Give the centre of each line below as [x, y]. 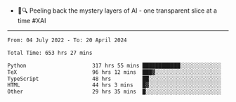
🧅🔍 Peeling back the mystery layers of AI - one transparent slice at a [117, 11]
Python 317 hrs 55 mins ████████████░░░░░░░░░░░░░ [114, 65]
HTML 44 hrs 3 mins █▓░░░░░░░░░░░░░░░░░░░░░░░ [114, 85]
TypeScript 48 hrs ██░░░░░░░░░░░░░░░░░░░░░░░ [114, 79]
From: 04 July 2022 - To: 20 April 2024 [67, 40]
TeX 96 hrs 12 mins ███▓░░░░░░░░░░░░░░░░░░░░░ [114, 72]
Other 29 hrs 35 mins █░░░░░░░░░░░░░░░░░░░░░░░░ [114, 92]
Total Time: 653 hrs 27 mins [50, 53]
